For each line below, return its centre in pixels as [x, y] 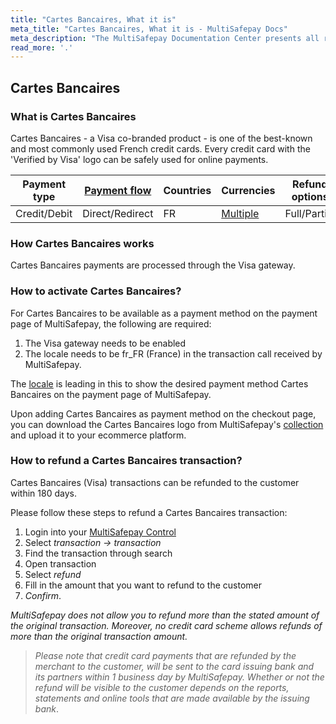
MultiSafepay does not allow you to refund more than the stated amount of [165, 615]
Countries [187, 190]
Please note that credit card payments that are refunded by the [165, 655]
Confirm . [43, 595]
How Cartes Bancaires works [82, 243]
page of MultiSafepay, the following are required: [111, 323]
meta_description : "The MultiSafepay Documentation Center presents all [165, 38]
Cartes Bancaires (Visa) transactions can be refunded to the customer [155, 482]
